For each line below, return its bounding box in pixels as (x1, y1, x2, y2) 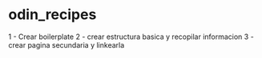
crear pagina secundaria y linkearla (8, 40, 125, 49)
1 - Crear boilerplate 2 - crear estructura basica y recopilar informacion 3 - (8, 32, 254, 41)
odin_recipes (8, 6, 97, 24)
